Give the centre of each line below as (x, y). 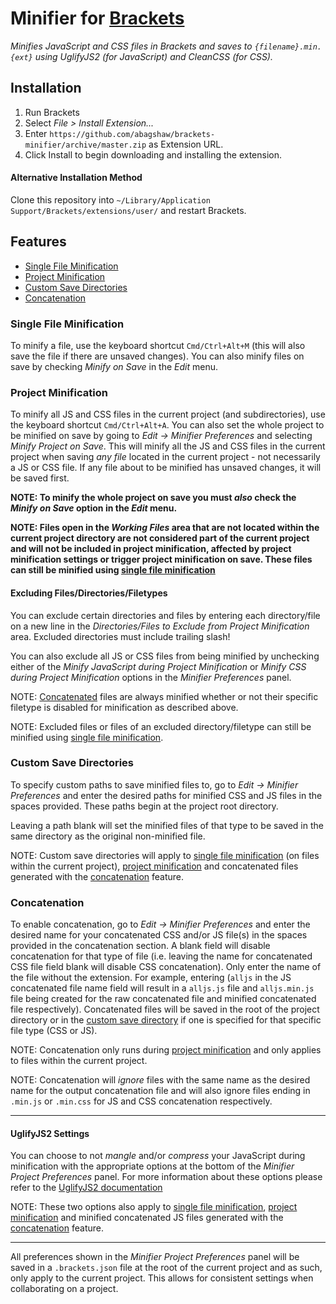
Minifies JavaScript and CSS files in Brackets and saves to (131, 46)
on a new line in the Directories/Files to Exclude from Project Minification (160, 626)
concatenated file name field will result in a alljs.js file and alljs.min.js (162, 988)
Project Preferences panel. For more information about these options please (166, 1177)
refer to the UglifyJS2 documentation (86, 1188)
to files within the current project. (79, 1061)
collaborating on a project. (64, 1289)
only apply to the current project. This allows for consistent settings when (162, 1278)
